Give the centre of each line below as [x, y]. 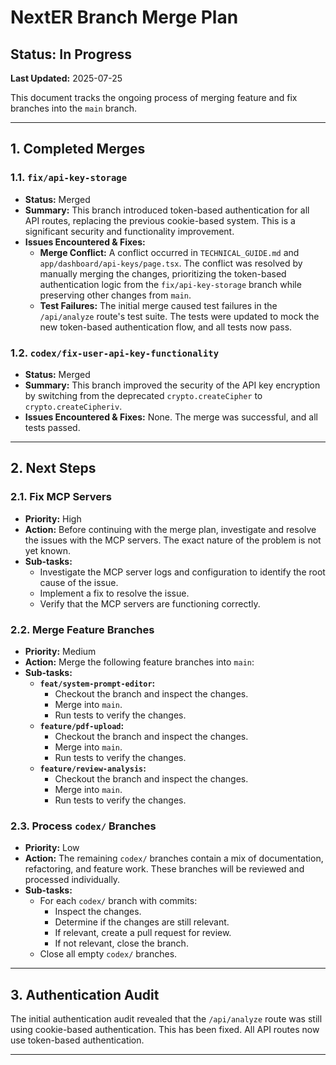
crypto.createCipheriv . [73, 406]
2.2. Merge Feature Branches [82, 629]
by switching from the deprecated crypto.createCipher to [143, 395]
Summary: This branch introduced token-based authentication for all [167, 210]
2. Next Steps [53, 468]
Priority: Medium [60, 651]
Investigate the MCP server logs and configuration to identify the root [182, 572]
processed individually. [72, 880]
